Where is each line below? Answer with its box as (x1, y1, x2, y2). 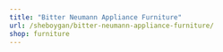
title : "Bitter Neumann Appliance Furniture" (9, 12, 182, 22)
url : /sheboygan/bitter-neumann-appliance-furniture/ (9, 21, 215, 30)
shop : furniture (9, 29, 70, 38)
